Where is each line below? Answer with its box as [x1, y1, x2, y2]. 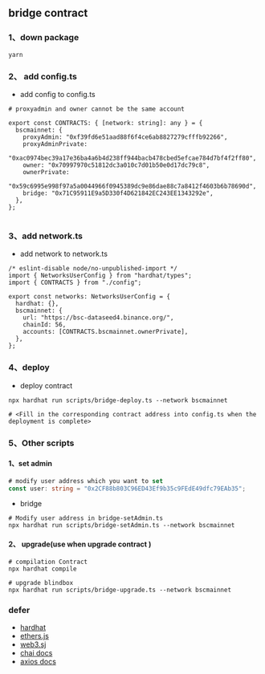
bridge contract [8, 6, 88, 20]
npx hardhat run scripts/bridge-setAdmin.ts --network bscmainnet [8, 522, 235, 530]
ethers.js [19, 631, 50, 640]
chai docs [19, 648, 53, 657]
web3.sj [19, 639, 47, 649]
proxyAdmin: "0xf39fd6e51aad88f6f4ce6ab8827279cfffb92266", [22, 132, 228, 141]
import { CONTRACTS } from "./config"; [8, 278, 142, 287]
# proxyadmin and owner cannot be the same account [8, 104, 185, 113]
